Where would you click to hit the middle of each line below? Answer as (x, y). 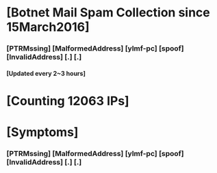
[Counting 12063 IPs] (68, 101)
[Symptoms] (42, 132)
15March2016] (48, 27)
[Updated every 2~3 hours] (46, 73)
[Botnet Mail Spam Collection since (108, 13)
